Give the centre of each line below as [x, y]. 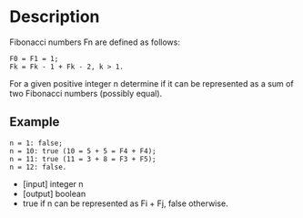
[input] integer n [53, 183]
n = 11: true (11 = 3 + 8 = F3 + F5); [83, 159]
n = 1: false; [36, 143]
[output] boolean [54, 193]
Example [35, 122]
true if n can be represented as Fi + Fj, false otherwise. [126, 203]
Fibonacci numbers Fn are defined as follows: [95, 42]
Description [55, 17]
